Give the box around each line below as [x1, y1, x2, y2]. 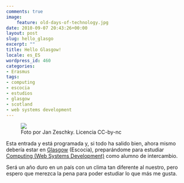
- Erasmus [6, 69, 30, 74]
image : [6, 14, 22, 20]
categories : [6, 63, 35, 69]
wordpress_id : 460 [6, 57, 51, 63]
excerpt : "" [6, 42, 35, 48]
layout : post [6, 30, 38, 36]
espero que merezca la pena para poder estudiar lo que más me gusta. [6, 170, 178, 177]
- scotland [6, 101, 33, 107]
